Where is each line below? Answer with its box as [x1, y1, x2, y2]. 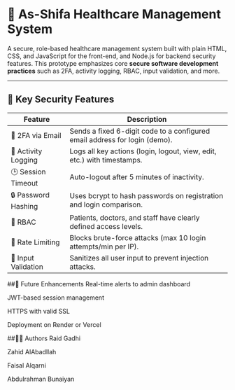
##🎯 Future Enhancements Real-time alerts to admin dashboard [7, 279, 191, 288]
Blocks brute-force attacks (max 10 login [69, 232, 206, 242]
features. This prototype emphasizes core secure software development [7, 59, 219, 67]
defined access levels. [69, 221, 143, 231]
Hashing [10, 201, 38, 211]
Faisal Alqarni [7, 361, 47, 370]
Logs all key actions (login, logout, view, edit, [69, 146, 217, 156]
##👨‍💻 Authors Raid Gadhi [7, 334, 81, 342]
